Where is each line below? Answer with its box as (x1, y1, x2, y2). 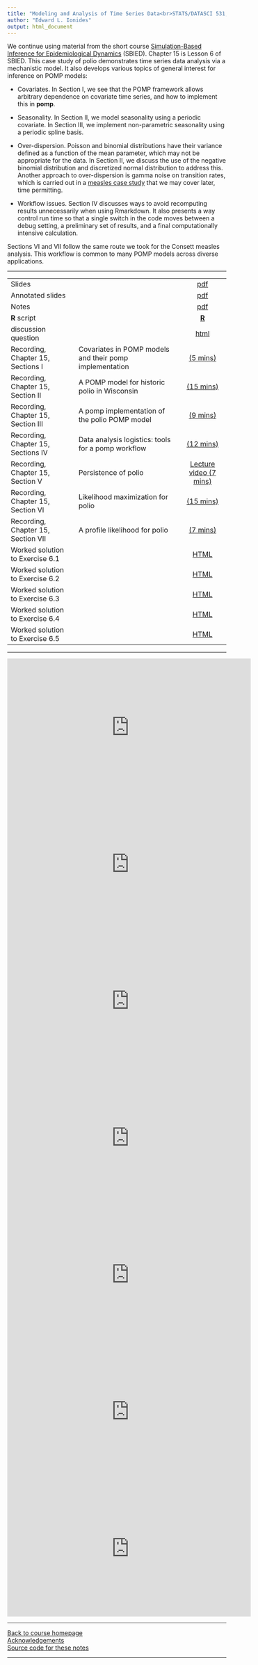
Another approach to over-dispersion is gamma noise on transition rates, (17, 171, 226, 179)
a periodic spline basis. (17, 128, 84, 136)
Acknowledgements (7, 1636, 65, 1645)
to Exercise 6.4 (10, 614, 61, 624)
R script (10, 314, 36, 323)
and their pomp (78, 353, 129, 363)
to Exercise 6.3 (10, 594, 61, 603)
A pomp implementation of (78, 406, 166, 416)
